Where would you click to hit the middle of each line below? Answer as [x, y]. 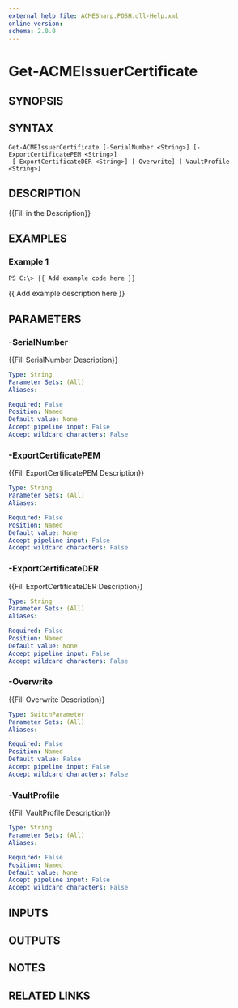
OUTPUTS [34, 940]
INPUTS [28, 913]
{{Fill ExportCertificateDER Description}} [76, 586]
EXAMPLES [38, 238]
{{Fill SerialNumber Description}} [64, 360]
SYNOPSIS [36, 101]
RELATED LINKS [49, 995]
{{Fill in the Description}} [50, 213]
